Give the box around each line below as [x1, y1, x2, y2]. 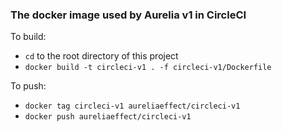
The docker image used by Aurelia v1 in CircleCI [10, 8, 247, 22]
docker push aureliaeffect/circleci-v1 [24, 112, 192, 122]
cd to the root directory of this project [24, 50, 179, 62]
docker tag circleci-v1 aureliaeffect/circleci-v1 [24, 101, 241, 112]
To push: [10, 80, 47, 92]
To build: [10, 31, 47, 43]
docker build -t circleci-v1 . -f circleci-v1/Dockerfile [24, 63, 272, 73]
